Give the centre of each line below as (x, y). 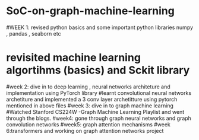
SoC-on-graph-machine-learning (91, 11)
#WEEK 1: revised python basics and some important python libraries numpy (100, 27)
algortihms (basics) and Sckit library (98, 70)
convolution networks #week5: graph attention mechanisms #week (89, 124)
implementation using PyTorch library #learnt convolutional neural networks (99, 93)
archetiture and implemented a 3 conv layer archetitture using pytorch (92, 99)
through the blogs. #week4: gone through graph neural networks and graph (99, 118)
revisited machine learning (74, 58)
